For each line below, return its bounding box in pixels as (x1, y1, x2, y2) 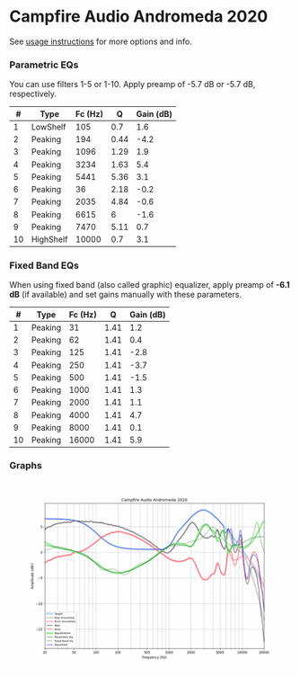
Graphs (9, 459, 42, 472)
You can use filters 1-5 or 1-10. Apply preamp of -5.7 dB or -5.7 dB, (9, 79, 256, 90)
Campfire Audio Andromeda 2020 (9, 6, 269, 27)
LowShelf (31, 121, 66, 132)
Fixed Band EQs (9, 259, 79, 272)
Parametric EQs (9, 58, 79, 71)
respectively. (9, 88, 57, 100)
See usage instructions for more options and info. (9, 36, 193, 47)
